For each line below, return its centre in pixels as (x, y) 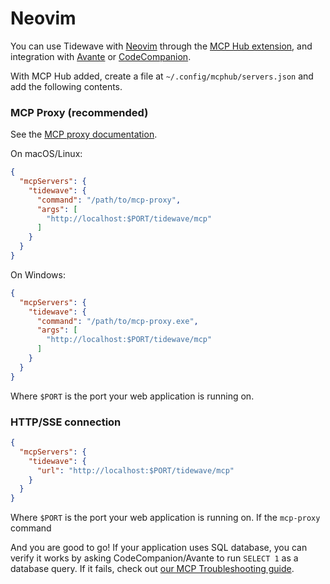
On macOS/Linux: (46, 154)
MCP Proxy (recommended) (79, 112)
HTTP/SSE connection (66, 422)
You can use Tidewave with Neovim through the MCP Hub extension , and (161, 46)
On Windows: (38, 274)
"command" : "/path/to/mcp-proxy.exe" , (117, 321)
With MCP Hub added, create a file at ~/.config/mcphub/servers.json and (162, 76)
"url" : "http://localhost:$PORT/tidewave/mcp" (135, 470)
